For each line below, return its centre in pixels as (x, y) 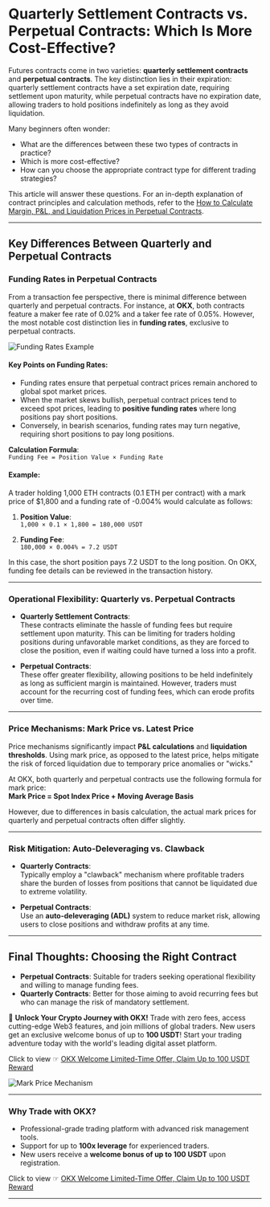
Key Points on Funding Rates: (58, 365)
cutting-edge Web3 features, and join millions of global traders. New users (132, 1026)
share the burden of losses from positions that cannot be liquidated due (139, 883)
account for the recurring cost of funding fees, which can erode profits (137, 692)
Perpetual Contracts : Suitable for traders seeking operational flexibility (137, 976)
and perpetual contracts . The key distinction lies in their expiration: (120, 79)
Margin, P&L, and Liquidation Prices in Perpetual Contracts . (106, 211)
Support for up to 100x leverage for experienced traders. (115, 1146)
